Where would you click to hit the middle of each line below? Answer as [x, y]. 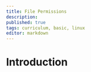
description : [22, 17]
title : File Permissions [36, 11]
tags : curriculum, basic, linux [45, 28]
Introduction [37, 62]
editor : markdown [27, 33]
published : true [26, 22]
